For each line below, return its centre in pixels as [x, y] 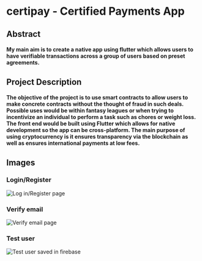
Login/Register [29, 180]
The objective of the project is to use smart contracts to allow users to [97, 98]
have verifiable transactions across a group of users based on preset [96, 56]
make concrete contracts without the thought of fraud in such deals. [95, 104]
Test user [21, 239]
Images [21, 162]
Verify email [25, 209]
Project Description [44, 82]
